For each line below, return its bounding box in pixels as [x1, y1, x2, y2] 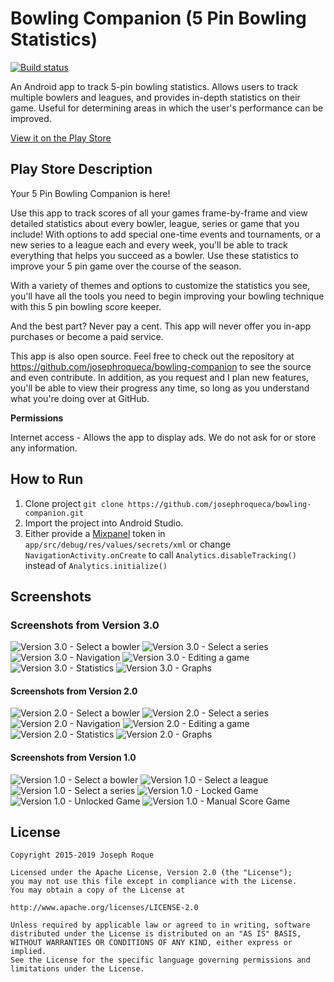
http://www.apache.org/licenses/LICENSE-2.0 [10, 903, 199, 913]
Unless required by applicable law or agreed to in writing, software [10, 920, 311, 931]
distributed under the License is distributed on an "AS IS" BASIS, [10, 929, 302, 939]
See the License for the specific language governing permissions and [10, 955, 311, 966]
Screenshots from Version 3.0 [10, 618, 160, 632]
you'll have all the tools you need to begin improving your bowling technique [10, 290, 325, 302]
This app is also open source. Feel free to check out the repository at [10, 350, 295, 362]
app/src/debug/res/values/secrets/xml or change [24, 538, 232, 550]
